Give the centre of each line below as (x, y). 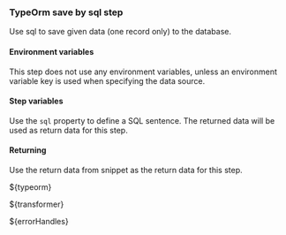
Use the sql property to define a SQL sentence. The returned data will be (142, 120)
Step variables (36, 101)
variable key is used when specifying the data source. (107, 80)
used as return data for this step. (68, 130)
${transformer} (37, 204)
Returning (28, 150)
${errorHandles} (39, 221)
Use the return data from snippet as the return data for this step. (126, 170)
